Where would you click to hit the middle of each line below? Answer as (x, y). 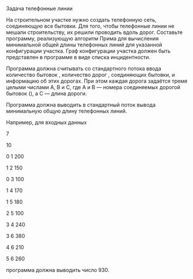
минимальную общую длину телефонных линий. (67, 111)
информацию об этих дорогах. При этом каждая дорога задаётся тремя (97, 81)
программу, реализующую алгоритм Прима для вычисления (82, 38)
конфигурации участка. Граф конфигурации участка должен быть (88, 51)
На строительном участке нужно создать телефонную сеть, (81, 20)
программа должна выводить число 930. (58, 270)
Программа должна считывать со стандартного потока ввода (84, 69)
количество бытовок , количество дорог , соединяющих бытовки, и (91, 75)
